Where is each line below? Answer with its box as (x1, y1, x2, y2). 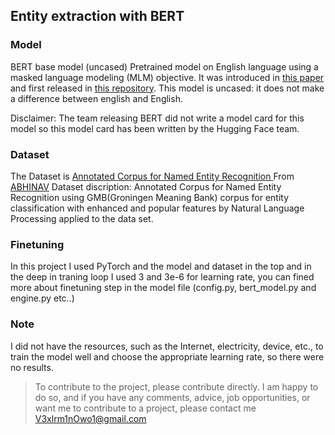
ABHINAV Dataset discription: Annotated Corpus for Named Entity (10, 180, 282, 193)
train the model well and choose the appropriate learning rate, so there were (10, 350, 325, 363)
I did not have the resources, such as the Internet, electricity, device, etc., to (10, 340, 324, 352)
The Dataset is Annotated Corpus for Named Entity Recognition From (10, 170, 295, 182)
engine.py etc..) (10, 292, 75, 304)
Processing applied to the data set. (10, 212, 154, 224)
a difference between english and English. (10, 92, 183, 104)
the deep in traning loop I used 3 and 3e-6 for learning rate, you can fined (10, 271, 315, 283)
